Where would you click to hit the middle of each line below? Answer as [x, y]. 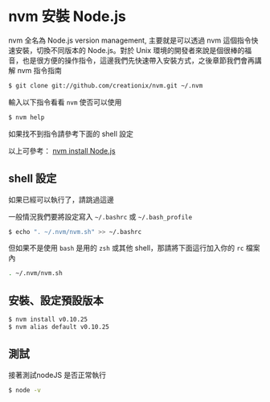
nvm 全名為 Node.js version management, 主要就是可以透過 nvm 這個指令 [130, 40]
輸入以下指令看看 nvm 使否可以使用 [65, 102]
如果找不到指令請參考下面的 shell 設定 [71, 133]
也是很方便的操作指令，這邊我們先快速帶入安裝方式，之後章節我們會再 [138, 60]
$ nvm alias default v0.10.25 [59, 326]
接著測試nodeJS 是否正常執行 [57, 375]
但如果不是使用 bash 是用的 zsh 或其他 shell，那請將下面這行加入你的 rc [126, 248]
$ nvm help [27, 117]
